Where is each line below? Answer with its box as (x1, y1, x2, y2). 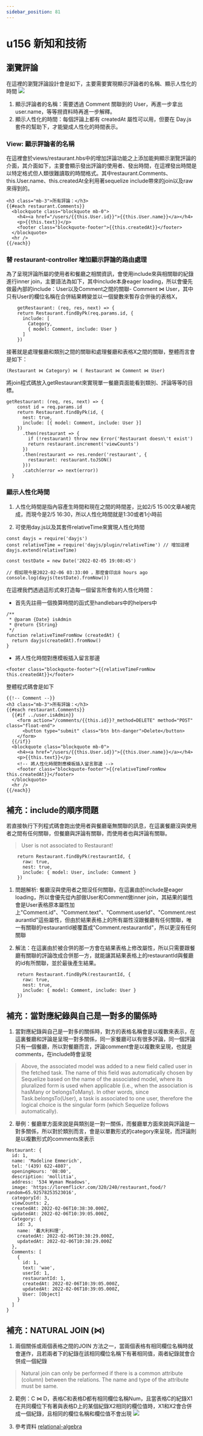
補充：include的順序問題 (6, 805, 98, 815)
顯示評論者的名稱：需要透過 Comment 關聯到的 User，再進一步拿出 (14, 100, 183, 108)
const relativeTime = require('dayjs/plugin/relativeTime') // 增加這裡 (6, 542, 190, 548)
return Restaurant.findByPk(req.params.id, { (17, 310, 134, 316)
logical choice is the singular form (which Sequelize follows (21, 1101, 169, 1109)
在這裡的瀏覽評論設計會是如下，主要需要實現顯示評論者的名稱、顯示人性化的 (6, 80, 197, 87)
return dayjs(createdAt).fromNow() (11, 638, 101, 644)
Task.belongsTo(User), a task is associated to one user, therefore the (21, 1095, 193, 1102)
